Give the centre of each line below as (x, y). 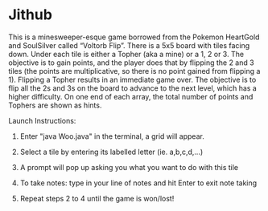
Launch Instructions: (42, 120)
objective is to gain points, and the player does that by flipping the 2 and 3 (132, 63)
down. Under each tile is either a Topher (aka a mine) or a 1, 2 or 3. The (126, 54)
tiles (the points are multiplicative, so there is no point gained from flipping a (134, 71)
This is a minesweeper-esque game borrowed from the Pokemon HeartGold (134, 37)
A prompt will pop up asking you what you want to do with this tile (129, 167)
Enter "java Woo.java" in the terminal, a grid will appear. (112, 136)
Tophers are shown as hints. (55, 105)
